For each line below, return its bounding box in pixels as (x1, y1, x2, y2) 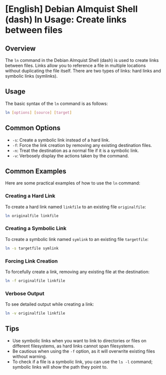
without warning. (12, 353, 47, 359)
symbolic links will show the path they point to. (12, 364, 108, 370)
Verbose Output (5, 290, 45, 297)
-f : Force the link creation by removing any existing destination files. (12, 142, 152, 148)
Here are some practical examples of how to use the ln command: (5, 180, 140, 186)
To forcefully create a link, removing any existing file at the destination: (5, 269, 150, 275)
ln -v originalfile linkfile (5, 311, 65, 316)
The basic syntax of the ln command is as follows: (5, 100, 108, 106)
